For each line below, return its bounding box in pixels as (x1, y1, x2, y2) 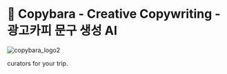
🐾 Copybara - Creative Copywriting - (7, 6, 221, 22)
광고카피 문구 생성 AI (7, 23, 117, 38)
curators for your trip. (7, 59, 68, 67)
